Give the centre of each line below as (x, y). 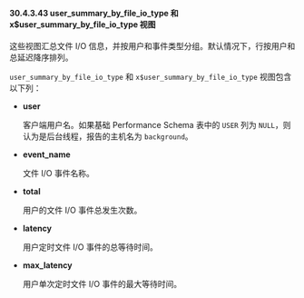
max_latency (47, 265)
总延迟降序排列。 (41, 57)
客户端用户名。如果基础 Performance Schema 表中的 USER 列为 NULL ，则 (157, 125)
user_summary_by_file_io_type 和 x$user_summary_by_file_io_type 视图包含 (151, 77)
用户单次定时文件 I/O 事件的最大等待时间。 (102, 284)
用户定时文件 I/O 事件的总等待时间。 (90, 247)
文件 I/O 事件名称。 (59, 174)
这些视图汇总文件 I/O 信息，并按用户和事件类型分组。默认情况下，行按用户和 (152, 46)
